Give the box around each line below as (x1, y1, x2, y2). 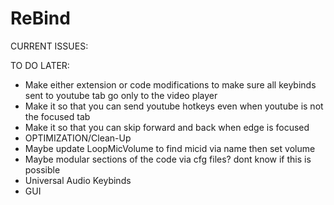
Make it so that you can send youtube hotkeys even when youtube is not (24, 100, 324, 112)
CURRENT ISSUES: (10, 40, 89, 52)
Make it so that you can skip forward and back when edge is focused (24, 121, 310, 133)
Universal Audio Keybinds (24, 174, 132, 186)
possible (24, 163, 61, 176)
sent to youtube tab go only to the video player (24, 89, 218, 101)
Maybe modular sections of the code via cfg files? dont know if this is (24, 153, 312, 165)
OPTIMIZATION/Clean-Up (24, 132, 132, 144)
